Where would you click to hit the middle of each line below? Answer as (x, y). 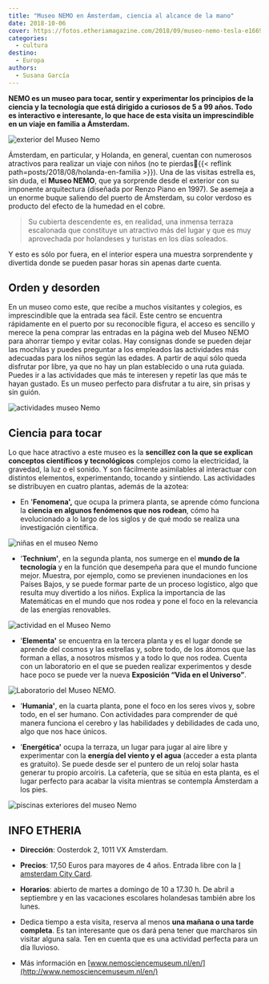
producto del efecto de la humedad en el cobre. (87, 206)
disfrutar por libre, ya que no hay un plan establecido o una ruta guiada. (126, 366)
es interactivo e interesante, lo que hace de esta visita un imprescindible (131, 115)
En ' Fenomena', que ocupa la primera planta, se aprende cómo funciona (140, 502)
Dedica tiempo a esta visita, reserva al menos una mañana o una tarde (137, 922)
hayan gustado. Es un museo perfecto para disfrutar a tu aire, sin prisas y (129, 384)
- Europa (30, 61)
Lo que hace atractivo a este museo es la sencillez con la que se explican (131, 452)
